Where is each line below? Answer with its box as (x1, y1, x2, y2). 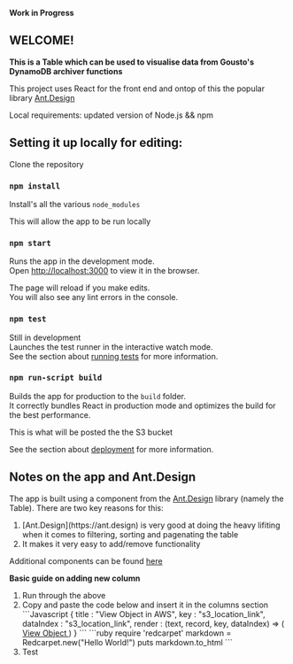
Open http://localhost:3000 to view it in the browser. (9, 266, 200, 276)
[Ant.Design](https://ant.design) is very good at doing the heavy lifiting (21, 520, 281, 530)
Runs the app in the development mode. (9, 256, 155, 266)
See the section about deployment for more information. (9, 444, 214, 454)
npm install (9, 181, 61, 191)
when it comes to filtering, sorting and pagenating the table (21, 529, 239, 539)
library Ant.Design (9, 92, 75, 103)
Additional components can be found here (9, 555, 163, 566)
